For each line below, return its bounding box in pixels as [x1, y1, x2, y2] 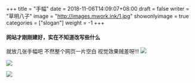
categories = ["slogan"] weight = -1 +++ [6, 20, 105, 26]
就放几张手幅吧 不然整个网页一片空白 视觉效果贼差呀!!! [6, 48, 139, 55]
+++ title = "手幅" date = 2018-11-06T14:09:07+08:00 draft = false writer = [6, 5, 190, 12]
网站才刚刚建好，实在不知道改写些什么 [6, 33, 100, 40]
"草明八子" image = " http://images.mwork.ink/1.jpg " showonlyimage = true [6, 12, 189, 20]
